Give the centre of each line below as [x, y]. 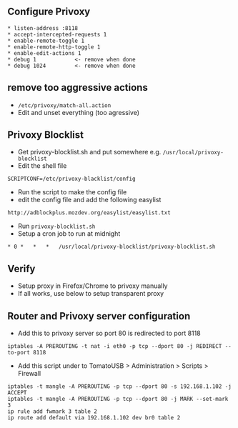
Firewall [29, 374]
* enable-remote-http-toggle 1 [54, 47]
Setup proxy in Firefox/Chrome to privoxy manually [93, 286]
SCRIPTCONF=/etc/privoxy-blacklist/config [71, 179]
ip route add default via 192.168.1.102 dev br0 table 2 [94, 418]
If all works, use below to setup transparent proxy [91, 294]
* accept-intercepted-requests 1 [57, 34]
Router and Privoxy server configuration [99, 316]
